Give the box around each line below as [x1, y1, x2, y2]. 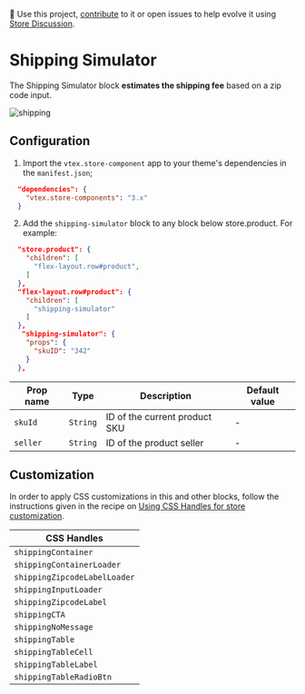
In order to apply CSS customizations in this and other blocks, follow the [9, 491, 280, 503]
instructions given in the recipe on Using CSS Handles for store [9, 501, 246, 512]
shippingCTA [14, 610, 66, 621]
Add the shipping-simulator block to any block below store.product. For [22, 218, 293, 229]
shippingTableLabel [14, 660, 98, 670]
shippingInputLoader [14, 585, 103, 595]
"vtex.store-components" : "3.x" [25, 193, 148, 202]
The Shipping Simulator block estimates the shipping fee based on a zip [9, 80, 281, 91]
